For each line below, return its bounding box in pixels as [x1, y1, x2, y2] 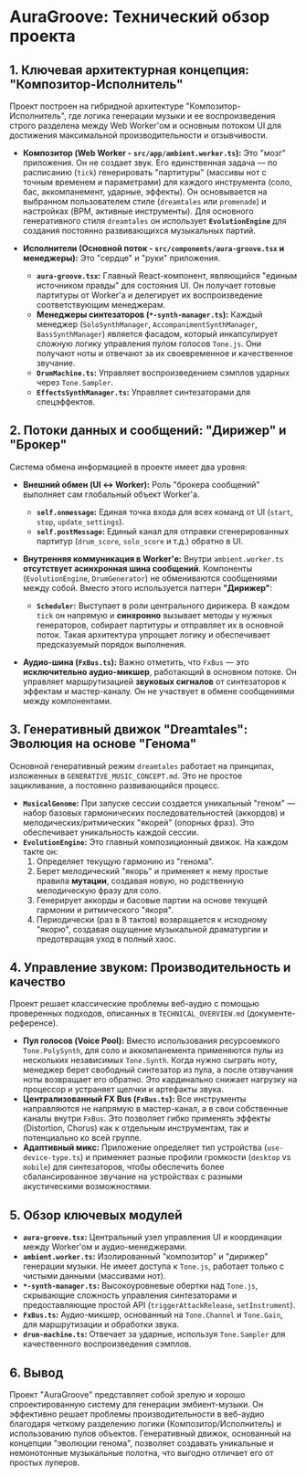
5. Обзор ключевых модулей [9, 1208, 183, 1223]
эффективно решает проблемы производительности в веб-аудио [9, 1408, 265, 1419]
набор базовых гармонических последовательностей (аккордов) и [22, 807, 286, 818]
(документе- [246, 1008, 296, 1019]
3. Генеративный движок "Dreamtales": [9, 722, 248, 737]
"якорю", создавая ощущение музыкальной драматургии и [36, 923, 268, 934]
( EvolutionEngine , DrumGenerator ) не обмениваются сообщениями [22, 573, 278, 584]
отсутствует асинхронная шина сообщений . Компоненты [22, 563, 253, 574]
